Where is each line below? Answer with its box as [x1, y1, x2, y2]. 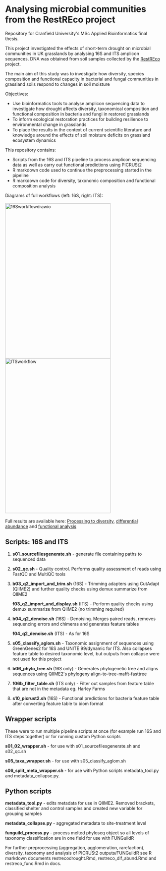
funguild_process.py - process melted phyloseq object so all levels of [5, 830, 150, 836]
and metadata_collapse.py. [5, 772, 60, 779]
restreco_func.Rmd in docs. [5, 861, 61, 867]
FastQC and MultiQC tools [12, 571, 66, 577]
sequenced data [12, 556, 46, 562]
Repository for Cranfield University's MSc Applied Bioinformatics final [5, 30, 148, 36]
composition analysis [12, 182, 56, 189]
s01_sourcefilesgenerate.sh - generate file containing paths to [12, 551, 142, 557]
